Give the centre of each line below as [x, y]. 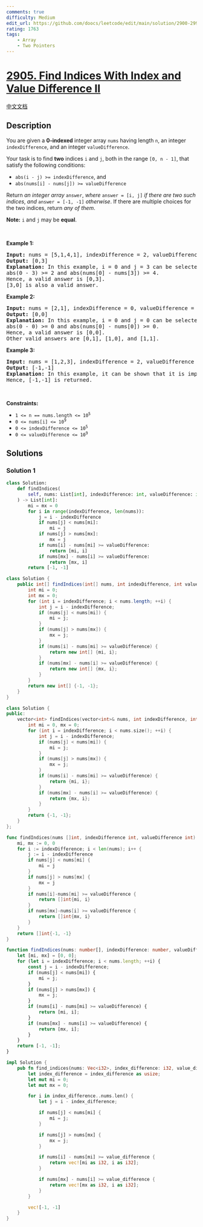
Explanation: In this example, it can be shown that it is [96, 374]
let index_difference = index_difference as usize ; [95, 1074]
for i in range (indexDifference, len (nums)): [86, 511]
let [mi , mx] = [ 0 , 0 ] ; [47, 956]
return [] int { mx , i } [64, 917]
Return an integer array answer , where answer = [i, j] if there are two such [101, 195]
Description [29, 126]
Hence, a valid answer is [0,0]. [56, 332]
